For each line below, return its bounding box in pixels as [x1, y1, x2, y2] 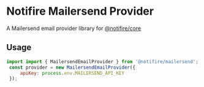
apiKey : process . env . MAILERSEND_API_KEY [20, 70, 124, 76]
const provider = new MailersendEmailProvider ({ [9, 64, 136, 70]
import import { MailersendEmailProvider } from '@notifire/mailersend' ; [6, 58, 199, 65]
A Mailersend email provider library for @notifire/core [6, 25, 142, 32]
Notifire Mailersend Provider [6, 4, 154, 18]
